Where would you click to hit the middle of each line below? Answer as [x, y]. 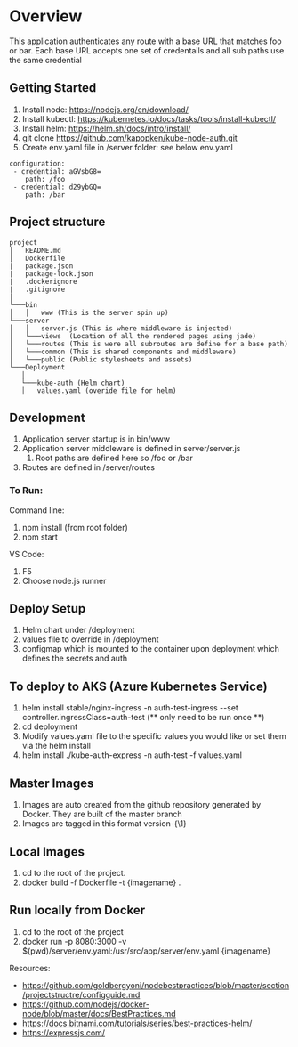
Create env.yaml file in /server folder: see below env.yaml [127, 147]
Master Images [52, 783]
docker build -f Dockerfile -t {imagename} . [101, 882]
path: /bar [45, 195]
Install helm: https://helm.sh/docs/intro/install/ [106, 128]
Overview [46, 16]
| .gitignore [37, 289]
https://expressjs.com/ [63, 1032]
